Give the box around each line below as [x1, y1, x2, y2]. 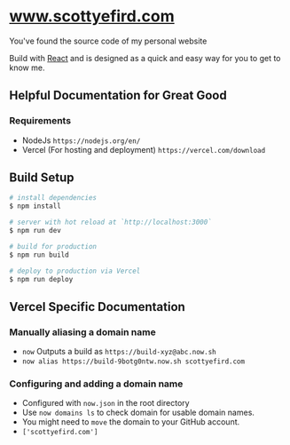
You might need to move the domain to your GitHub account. [21, 417, 240, 427]
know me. [9, 62, 45, 73]
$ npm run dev [9, 226, 62, 235]
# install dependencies [9, 194, 98, 203]
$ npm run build [9, 250, 69, 259]
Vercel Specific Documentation [9, 299, 186, 314]
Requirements [9, 115, 72, 127]
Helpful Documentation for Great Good [9, 88, 228, 103]
